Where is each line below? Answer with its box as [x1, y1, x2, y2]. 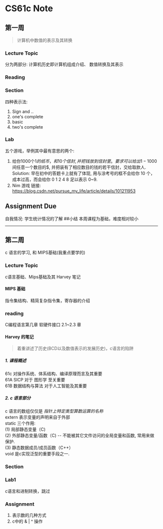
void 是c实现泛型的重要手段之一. [5, 451, 69, 457]
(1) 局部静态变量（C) [5, 427, 46, 433]
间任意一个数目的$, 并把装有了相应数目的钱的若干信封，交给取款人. [12, 164, 147, 170]
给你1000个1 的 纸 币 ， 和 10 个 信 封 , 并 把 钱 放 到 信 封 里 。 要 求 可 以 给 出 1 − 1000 [12, 158, 157, 164]
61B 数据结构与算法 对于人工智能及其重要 [5, 383, 87, 389]
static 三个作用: [5, 420, 35, 426]
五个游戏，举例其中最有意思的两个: [5, 148, 75, 153]
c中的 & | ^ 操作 [12, 518, 43, 524]
